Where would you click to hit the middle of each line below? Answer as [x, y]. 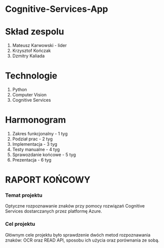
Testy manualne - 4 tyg [36, 149]
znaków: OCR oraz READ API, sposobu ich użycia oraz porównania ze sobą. [82, 240]
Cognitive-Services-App [57, 9]
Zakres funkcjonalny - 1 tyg [40, 134]
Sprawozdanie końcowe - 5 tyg [44, 155]
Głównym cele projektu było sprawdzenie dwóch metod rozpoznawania [78, 235]
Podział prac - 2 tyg [32, 139]
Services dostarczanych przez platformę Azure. [54, 211]
